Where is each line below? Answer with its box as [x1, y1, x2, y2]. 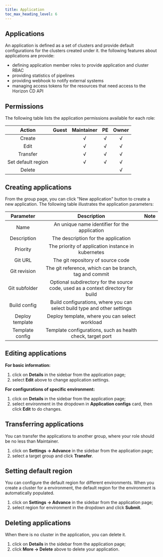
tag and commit [73, 270, 109, 277]
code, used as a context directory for [49, 285, 133, 291]
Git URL [14, 256, 32, 263]
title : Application [5, 7, 45, 12]
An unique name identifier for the [53, 221, 129, 228]
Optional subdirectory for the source [49, 278, 133, 285]
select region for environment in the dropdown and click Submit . [12, 504, 142, 511]
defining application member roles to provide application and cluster [12, 62, 149, 68]
